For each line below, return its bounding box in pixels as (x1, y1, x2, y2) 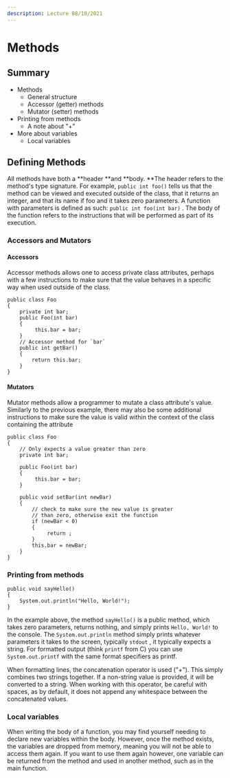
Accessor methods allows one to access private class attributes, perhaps (7, 268, 215, 276)
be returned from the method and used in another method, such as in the (7, 757, 214, 765)
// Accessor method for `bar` (19, 338, 106, 345)
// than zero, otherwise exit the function (32, 512, 158, 518)
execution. (7, 218, 37, 227)
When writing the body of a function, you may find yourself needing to (7, 728, 206, 736)
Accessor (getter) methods (27, 100, 104, 108)
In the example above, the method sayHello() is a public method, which (7, 616, 210, 624)
